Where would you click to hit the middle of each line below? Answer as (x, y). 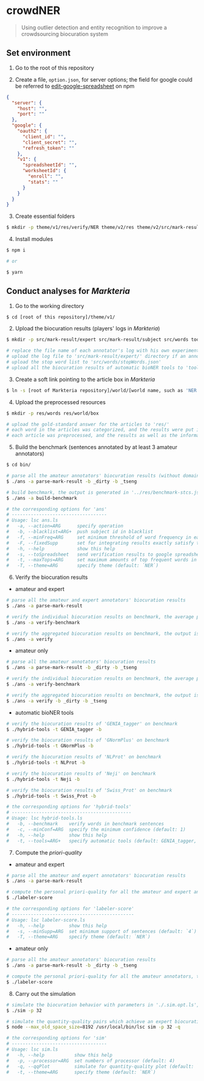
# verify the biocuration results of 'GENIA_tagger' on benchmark (92, 724)
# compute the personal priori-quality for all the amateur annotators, (100, 977)
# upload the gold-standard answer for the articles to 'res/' (88, 424)
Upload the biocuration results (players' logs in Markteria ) (87, 329)
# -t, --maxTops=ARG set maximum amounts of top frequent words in (102, 560)
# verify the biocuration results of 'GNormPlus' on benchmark (88, 740)
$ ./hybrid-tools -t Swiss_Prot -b (51, 796)
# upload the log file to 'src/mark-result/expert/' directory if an (96, 357)
